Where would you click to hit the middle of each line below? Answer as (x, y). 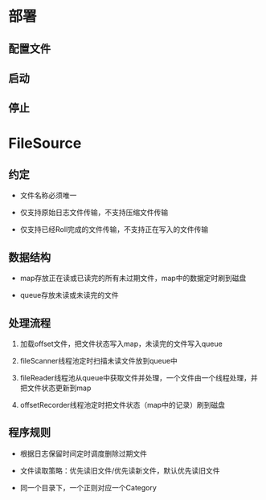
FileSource (45, 143)
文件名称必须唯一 (48, 195)
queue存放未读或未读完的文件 (69, 295)
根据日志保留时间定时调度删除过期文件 (83, 453)
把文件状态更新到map (55, 388)
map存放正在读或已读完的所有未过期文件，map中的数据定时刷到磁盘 (133, 278)
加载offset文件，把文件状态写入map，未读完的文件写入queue (121, 343)
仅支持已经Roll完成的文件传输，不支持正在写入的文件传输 (114, 230)
